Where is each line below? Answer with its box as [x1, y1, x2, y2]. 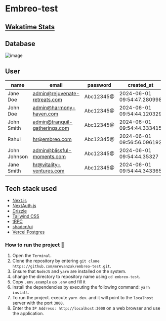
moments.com [33, 153, 66, 160]
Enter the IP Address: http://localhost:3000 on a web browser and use [12, 305, 161, 311]
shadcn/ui [12, 224, 33, 230]
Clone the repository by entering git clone [12, 258, 100, 264]
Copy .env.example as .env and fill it [12, 279, 86, 285]
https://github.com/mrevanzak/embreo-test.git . [12, 263, 111, 269]
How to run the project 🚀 [5, 241, 65, 248]
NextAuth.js [12, 203, 37, 209]
